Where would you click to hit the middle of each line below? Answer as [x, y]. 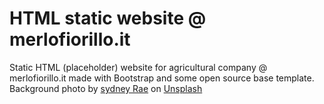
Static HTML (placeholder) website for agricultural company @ [138, 67]
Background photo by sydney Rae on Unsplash [106, 88]
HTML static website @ [108, 18]
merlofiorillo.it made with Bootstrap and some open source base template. [162, 78]
